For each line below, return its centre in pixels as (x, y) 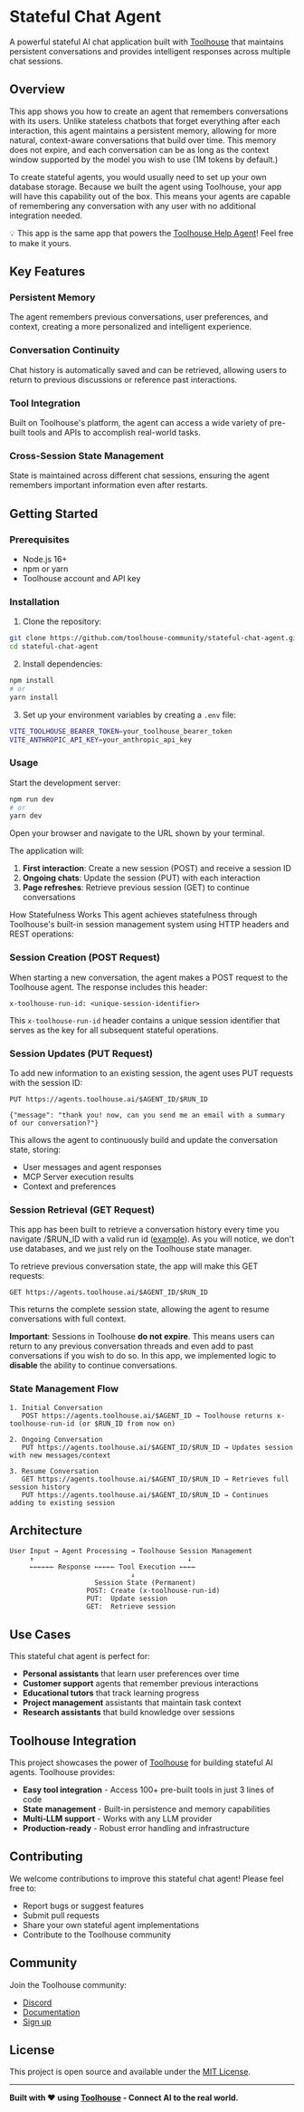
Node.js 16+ (45, 560)
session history (40, 1487)
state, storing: (35, 1149)
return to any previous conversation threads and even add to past (132, 1346)
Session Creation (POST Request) (85, 957)
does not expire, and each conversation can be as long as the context (139, 149)
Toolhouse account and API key (81, 579)
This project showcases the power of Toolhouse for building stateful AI (141, 1762)
